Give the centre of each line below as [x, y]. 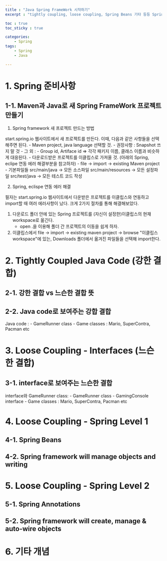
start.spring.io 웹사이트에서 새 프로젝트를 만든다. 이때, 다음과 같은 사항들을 [78, 139]
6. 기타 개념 [27, 552]
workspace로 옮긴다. [33, 220]
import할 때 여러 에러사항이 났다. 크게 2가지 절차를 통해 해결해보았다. [72, 203]
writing [16, 464]
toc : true [16, 23]
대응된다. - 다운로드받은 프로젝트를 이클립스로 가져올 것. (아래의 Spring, [80, 157]
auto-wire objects [33, 528]
